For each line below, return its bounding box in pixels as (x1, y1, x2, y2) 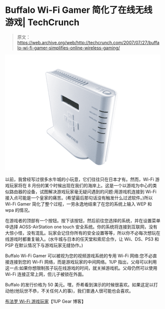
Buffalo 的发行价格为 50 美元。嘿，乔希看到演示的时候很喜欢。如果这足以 (5, 282, 154, 288)
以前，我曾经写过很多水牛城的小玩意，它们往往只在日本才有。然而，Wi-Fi (5, 176, 154, 182)
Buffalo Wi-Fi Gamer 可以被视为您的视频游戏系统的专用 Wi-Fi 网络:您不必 (5, 253, 153, 259)
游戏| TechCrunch (5, 17, 80, 28)
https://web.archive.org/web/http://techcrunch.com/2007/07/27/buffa (17, 39, 160, 45)
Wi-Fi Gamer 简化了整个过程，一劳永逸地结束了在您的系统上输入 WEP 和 (5, 201, 152, 207)
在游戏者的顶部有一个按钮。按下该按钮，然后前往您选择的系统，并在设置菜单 (5, 218, 161, 224)
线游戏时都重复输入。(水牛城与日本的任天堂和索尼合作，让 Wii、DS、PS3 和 (5, 236, 159, 242)
